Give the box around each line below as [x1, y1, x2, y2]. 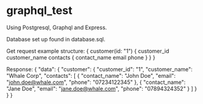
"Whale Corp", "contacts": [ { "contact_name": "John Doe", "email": [6, 72, 176, 79]
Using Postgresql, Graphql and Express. [6, 24, 107, 31]
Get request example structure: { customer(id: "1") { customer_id [6, 47, 170, 55]
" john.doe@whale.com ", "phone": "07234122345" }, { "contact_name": [6, 78, 186, 86]
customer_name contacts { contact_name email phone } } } [6, 54, 155, 61]
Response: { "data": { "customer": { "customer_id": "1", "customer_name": [6, 65, 193, 73]
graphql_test [6, 4, 72, 18]
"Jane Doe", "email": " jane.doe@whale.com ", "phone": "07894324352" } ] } [6, 85, 197, 92]
